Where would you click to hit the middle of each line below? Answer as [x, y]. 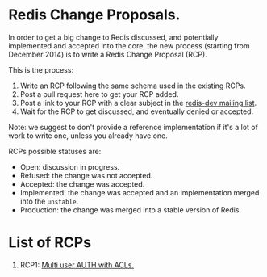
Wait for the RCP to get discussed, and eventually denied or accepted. [137, 111]
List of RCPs [50, 243]
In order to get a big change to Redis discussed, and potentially [113, 37]
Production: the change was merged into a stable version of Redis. [131, 210]
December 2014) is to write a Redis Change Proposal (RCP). [108, 54]
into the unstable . [49, 201]
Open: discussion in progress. [70, 166]
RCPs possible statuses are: [55, 151]
